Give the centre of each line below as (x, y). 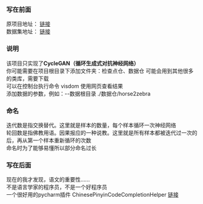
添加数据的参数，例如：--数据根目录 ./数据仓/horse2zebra (78, 93)
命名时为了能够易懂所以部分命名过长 (52, 148)
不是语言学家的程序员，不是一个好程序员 (57, 187)
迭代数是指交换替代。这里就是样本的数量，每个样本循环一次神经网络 (91, 125)
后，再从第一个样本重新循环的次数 (49, 140)
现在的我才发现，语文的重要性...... (48, 180)
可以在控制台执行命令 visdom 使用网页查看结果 (65, 86)
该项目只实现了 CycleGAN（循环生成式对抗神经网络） (73, 63)
